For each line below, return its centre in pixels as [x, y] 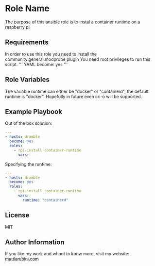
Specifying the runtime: [28, 164]
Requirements [27, 42]
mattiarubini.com [22, 259]
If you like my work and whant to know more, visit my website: [67, 254]
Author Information [35, 242]
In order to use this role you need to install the [51, 54]
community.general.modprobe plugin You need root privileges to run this [78, 59]
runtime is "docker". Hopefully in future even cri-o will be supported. [74, 96]
